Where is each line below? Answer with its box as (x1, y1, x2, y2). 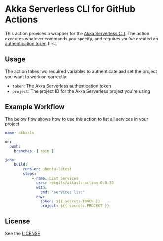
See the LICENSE (5, 230, 41, 236)
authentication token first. (5, 40, 58, 46)
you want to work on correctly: (5, 73, 68, 80)
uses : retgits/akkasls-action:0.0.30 (36, 180, 114, 186)
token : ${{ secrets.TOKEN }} (40, 199, 100, 203)
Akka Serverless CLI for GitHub (5, 3, 136, 15)
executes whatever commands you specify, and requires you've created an (5, 36, 158, 41)
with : (36, 185, 48, 190)
